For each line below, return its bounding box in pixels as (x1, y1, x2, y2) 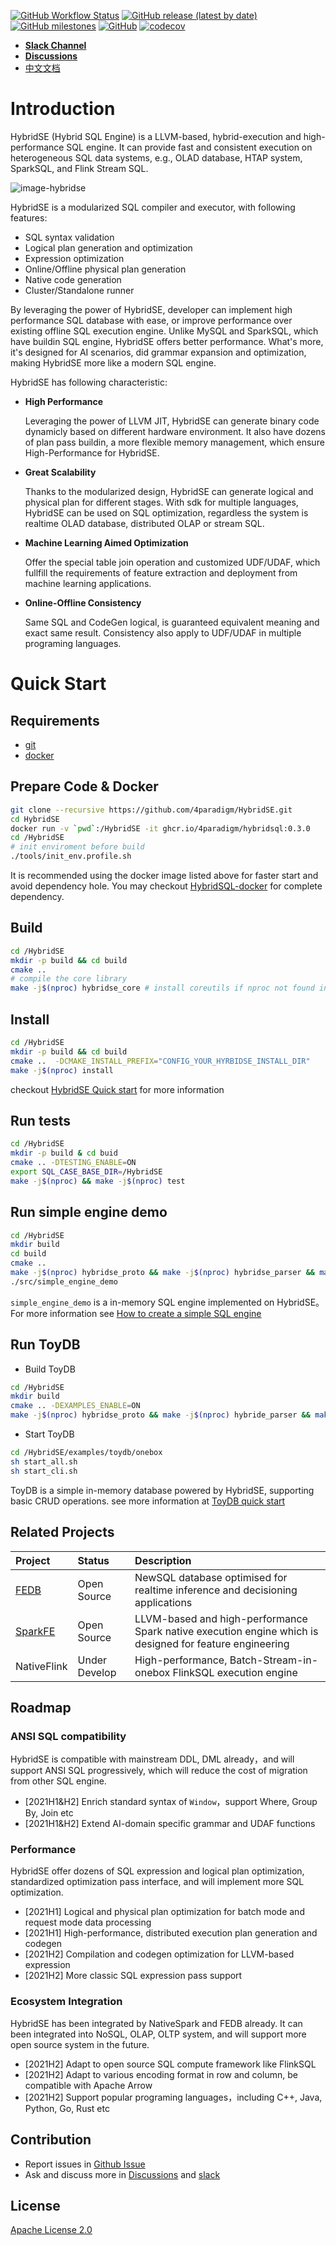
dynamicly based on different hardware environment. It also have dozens (24, 425, 326, 437)
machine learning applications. (24, 577, 152, 589)
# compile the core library (10, 974, 128, 984)
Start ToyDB (24, 1428, 75, 1440)
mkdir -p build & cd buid (10, 1148, 118, 1159)
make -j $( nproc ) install (10, 1065, 114, 1075)
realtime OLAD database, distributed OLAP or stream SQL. (24, 517, 265, 529)
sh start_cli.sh (10, 1466, 78, 1476)
